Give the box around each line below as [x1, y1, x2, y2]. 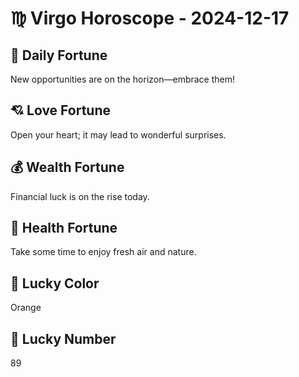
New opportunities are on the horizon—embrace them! [10, 73, 236, 85]
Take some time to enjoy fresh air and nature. [10, 246, 197, 258]
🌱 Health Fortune [10, 220, 118, 237]
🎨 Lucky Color [10, 275, 100, 292]
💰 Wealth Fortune [10, 159, 125, 176]
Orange [10, 302, 42, 314]
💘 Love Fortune [10, 102, 111, 119]
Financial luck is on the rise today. [10, 190, 150, 202]
